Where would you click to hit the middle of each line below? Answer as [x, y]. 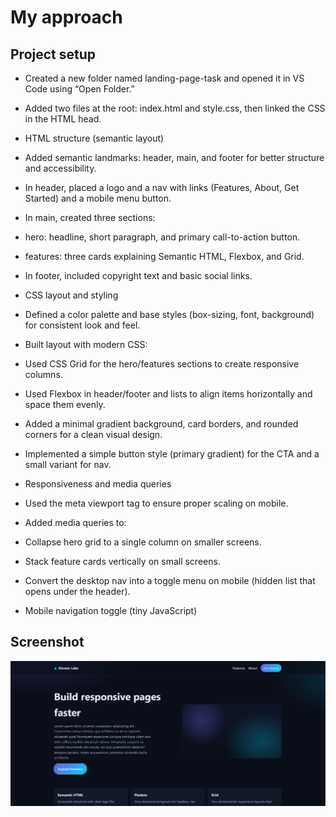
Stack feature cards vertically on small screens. [122, 561]
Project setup [53, 54]
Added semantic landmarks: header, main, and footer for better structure [174, 157]
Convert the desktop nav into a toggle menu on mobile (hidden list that [170, 580]
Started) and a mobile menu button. [98, 198]
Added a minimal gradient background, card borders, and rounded [161, 424]
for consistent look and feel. [82, 325]
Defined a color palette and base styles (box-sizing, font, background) [169, 314]
